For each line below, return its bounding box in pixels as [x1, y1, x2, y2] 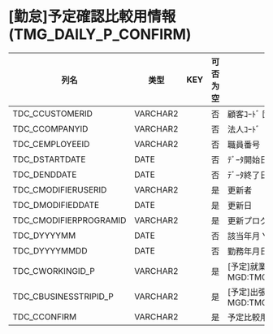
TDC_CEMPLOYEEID [12, 138, 90, 150]
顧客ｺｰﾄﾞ [227, 108, 261, 119]
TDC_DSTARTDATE [12, 154, 86, 165]
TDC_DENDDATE [12, 168, 77, 180]
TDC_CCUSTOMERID [12, 107, 93, 119]
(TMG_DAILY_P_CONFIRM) [8, 25, 192, 44]
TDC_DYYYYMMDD [12, 245, 88, 256]
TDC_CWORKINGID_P [12, 265, 95, 276]
